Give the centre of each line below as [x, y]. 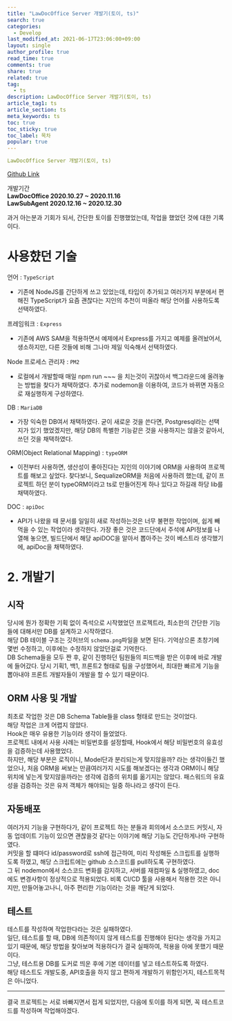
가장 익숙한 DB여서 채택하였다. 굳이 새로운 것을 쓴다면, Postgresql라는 [112, 421]
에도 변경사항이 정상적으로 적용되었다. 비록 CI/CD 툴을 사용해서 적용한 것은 [108, 879]
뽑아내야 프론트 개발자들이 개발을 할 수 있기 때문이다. [78, 674]
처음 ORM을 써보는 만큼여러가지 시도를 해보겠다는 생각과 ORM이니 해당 [123, 768]
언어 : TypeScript [31, 277]
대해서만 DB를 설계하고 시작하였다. [67, 631]
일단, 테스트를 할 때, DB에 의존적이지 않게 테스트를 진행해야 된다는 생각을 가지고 [114, 938]
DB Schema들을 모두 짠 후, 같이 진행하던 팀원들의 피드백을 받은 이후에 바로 [108, 657]
